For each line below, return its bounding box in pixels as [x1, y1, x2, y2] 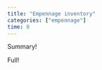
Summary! [7, 43, 37, 51]
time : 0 [7, 23, 30, 30]
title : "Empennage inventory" [7, 10, 96, 17]
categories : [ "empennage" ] [7, 17, 87, 24]
